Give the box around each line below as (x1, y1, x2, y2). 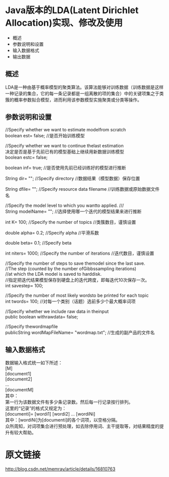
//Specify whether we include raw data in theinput (5, 308, 109, 314)
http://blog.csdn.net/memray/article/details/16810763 (5, 466, 116, 472)
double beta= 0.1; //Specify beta (5, 240, 72, 246)
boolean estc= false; (5, 154, 48, 160)
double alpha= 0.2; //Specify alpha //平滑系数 (5, 229, 99, 235)
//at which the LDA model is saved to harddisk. (5, 271, 102, 277)
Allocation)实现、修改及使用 (5, 17, 123, 29)
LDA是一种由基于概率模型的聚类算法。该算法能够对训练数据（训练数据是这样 (5, 84, 164, 90)
